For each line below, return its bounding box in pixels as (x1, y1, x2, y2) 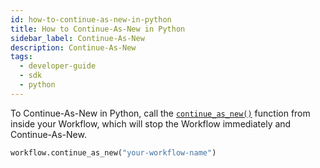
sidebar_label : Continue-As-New (10, 33, 145, 43)
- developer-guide (19, 61, 97, 71)
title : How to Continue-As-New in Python (10, 24, 186, 34)
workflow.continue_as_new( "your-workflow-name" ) (10, 147, 217, 158)
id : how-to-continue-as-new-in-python (10, 14, 172, 25)
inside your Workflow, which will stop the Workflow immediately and (10, 117, 292, 130)
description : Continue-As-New (10, 42, 137, 53)
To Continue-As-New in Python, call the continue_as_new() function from (10, 107, 311, 119)
